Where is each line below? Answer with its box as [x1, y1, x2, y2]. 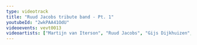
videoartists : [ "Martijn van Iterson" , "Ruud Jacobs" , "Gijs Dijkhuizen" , [6, 30, 193, 36]
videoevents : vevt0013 [6, 25, 62, 31]
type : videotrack [6, 8, 49, 15]
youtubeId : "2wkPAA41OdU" [6, 19, 69, 25]
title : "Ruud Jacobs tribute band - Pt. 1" [6, 14, 114, 20]
